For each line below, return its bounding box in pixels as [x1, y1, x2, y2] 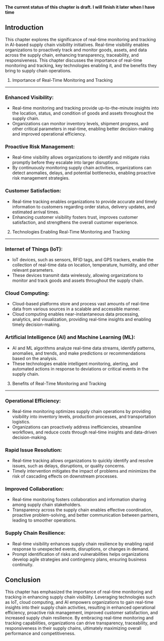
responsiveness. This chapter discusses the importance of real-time [5, 57, 143, 63]
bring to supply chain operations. [5, 68, 72, 73]
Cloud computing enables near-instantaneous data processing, [12, 311, 140, 317]
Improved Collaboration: [5, 485, 64, 492]
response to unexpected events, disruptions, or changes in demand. [12, 546, 150, 552]
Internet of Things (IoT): [5, 246, 63, 252]
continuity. [12, 561, 34, 567]
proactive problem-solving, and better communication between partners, [12, 512, 159, 518]
